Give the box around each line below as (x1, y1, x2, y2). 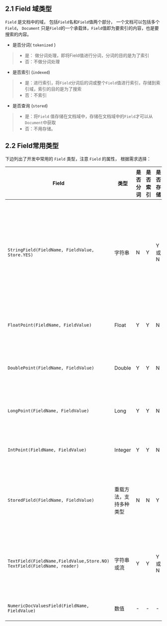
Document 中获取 (24, 119, 56, 125)
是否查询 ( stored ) (12, 102, 48, 108)
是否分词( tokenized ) (12, 42, 56, 48)
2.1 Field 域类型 (5, 4, 52, 13)
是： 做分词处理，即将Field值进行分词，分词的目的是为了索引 (24, 52, 150, 58)
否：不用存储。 (24, 126, 56, 132)
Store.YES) (7, 252, 33, 257)
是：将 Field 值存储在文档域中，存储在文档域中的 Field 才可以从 (24, 113, 153, 119)
